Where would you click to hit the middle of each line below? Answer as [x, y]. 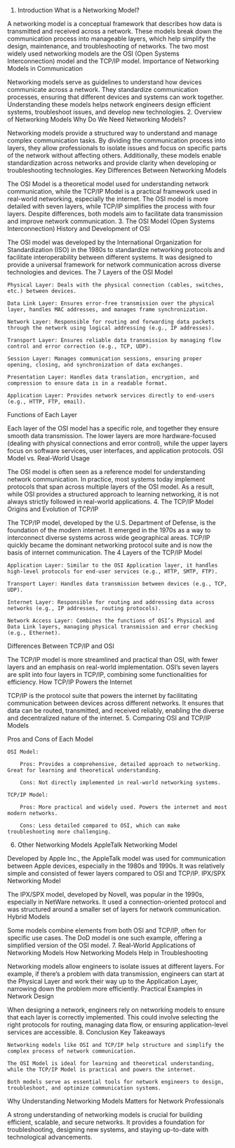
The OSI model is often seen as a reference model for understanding [106, 472]
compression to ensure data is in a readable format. [88, 383]
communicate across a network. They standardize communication [103, 90]
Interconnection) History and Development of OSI [79, 229]
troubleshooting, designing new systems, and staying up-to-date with [108, 1129]
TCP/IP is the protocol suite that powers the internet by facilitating [102, 695]
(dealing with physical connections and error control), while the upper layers [117, 443]
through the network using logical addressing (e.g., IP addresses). [111, 328]
